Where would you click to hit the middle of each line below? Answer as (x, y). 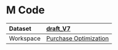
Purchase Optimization (77, 38)
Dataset (20, 28)
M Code (26, 10)
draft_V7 (58, 28)
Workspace (25, 38)
